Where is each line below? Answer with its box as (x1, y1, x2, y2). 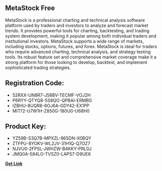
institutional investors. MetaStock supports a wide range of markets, (5, 38, 144, 44)
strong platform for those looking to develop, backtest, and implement (5, 59, 148, 65)
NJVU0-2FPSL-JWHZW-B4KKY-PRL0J (12, 146, 92, 152)
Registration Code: (5, 79, 64, 87)
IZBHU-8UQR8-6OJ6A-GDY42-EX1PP (12, 103, 90, 109)
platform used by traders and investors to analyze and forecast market (5, 22, 149, 28)
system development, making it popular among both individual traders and (5, 33, 157, 39)
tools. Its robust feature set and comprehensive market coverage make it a (5, 54, 157, 60)
